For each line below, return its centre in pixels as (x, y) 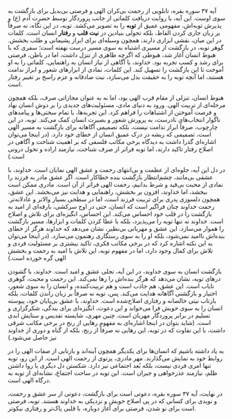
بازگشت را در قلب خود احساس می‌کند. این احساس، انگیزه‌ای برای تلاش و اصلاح (110, 214)
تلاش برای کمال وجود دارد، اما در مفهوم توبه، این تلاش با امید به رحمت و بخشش (110, 250)
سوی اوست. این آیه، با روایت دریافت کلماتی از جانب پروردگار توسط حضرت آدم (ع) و (117, 18)
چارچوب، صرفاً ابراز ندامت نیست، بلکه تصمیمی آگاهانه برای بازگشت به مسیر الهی (113, 127)
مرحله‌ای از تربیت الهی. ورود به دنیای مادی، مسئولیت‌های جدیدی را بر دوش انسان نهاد (117, 105)
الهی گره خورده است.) (37, 258)
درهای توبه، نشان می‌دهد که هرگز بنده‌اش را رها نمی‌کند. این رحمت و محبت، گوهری (114, 279)
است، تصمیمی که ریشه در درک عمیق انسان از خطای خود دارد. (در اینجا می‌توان (109, 134)
